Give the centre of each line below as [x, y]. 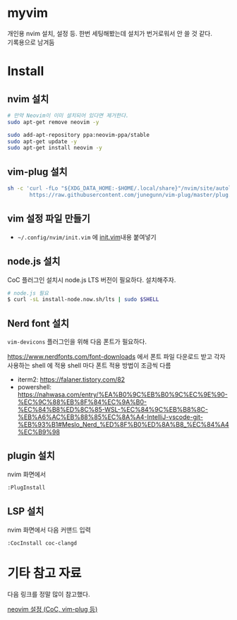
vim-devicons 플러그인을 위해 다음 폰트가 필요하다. [77, 342]
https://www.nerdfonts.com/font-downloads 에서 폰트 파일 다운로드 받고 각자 [116, 357]
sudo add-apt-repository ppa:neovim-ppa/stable [79, 135]
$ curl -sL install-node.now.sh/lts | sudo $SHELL [83, 300]
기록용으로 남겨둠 [31, 42]
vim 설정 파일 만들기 [49, 219]
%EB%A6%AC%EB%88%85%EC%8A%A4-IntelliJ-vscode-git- [110, 417]
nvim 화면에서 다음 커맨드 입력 [49, 530]
